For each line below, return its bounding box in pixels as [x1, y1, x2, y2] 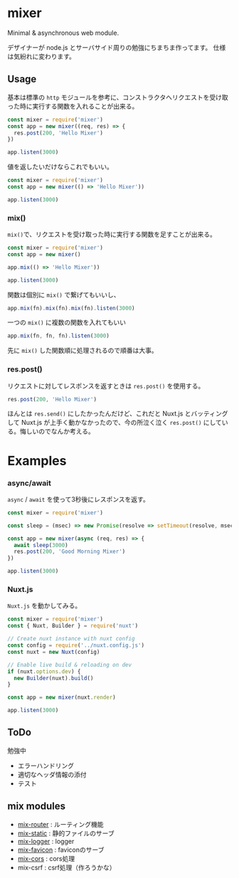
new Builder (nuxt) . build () [14, 675, 94, 682]
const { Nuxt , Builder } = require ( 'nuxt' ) [7, 623, 139, 630]
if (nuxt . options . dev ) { [7, 667, 81, 675]
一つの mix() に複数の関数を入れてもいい [7, 318, 127, 327]
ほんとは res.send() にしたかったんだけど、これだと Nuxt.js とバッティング [7, 409, 228, 418]
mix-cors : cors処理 [17, 854, 75, 862]
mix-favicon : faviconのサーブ [17, 845, 105, 854]
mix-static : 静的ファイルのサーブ [17, 829, 115, 837]
